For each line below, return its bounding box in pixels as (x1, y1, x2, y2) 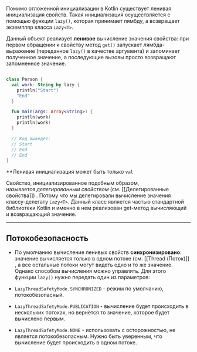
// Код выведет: (11, 136, 51, 141)
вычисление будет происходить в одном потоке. (14, 339, 137, 346)
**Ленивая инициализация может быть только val (6, 168, 134, 175)
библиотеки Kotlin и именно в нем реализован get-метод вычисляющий (6, 205, 187, 212)
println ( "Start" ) (16, 87, 59, 93)
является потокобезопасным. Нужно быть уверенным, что (14, 333, 162, 340)
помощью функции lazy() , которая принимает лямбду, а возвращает (6, 18, 180, 24)
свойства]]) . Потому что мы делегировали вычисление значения (6, 192, 171, 199)
